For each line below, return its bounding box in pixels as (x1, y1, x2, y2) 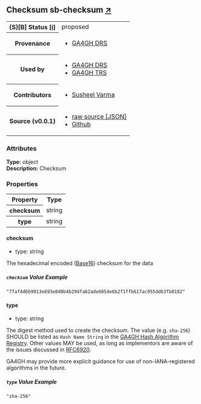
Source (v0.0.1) (9, 116, 56, 125)
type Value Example (6, 378, 58, 385)
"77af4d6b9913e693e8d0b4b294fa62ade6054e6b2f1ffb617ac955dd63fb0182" (6, 289, 186, 295)
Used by (20, 65, 45, 73)
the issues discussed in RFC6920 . (6, 346, 91, 354)
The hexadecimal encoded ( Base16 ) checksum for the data (6, 260, 153, 267)
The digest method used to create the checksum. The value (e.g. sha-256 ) (6, 327, 191, 334)
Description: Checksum (6, 164, 67, 172)
